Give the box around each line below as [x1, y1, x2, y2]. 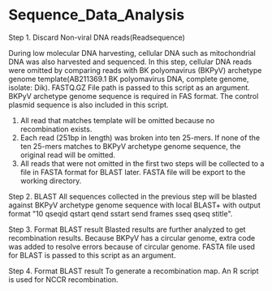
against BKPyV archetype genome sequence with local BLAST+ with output [8, 200, 261, 210]
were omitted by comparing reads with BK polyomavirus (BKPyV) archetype [8, 65, 262, 75]
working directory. [19, 176, 82, 186]
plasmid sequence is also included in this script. [8, 100, 169, 109]
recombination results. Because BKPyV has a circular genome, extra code [8, 233, 256, 242]
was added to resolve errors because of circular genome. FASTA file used [8, 242, 256, 251]
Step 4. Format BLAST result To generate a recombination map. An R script [8, 266, 259, 276]
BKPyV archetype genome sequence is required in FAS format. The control [8, 91, 259, 101]
